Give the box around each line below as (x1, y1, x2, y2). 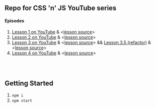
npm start (11, 99, 33, 104)
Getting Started (4, 79, 54, 87)
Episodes (4, 17, 24, 24)
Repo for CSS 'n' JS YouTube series (4, 4, 117, 12)
